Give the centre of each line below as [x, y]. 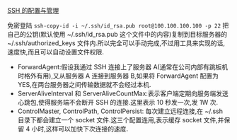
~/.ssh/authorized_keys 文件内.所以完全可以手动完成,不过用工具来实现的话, [116, 43]
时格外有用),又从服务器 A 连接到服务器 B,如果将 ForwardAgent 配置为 [118, 76]
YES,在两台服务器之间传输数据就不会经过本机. [84, 84]
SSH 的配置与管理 [33, 10]
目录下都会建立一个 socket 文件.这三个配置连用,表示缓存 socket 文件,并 [121, 120]
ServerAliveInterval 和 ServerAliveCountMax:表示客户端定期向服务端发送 [123, 93]
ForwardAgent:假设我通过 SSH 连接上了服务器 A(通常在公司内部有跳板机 [123, 67]
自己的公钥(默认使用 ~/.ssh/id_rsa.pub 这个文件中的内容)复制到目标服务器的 [117, 34]
